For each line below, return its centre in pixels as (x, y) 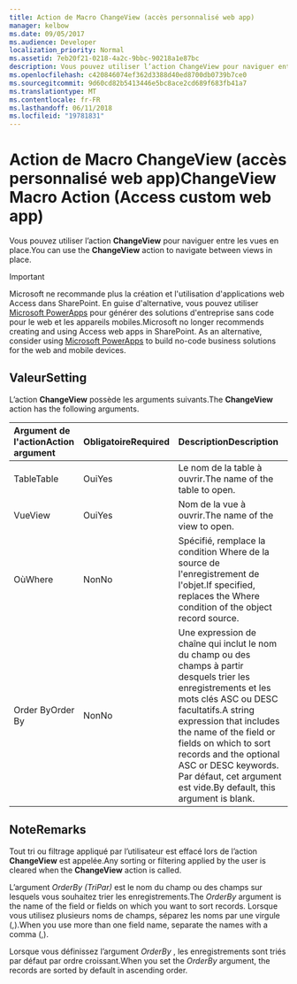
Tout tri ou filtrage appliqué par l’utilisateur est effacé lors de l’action (133, 851)
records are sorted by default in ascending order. (99, 970)
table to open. (207, 489)
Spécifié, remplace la (222, 541)
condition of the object (225, 607)
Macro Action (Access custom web (141, 198)
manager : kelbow (39, 26)
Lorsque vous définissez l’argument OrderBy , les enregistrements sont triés (148, 951)
